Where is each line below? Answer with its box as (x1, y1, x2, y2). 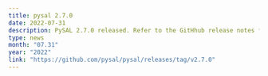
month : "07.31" (8, 41, 59, 49)
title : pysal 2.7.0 (8, 11, 73, 20)
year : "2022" (8, 48, 52, 56)
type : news (8, 33, 45, 42)
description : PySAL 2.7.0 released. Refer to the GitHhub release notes (8, 26, 255, 34)
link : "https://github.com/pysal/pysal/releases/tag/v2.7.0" (8, 56, 216, 64)
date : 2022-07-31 (8, 19, 66, 27)
